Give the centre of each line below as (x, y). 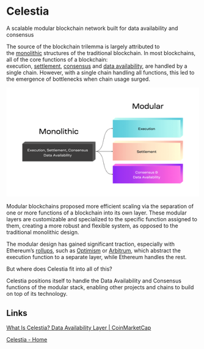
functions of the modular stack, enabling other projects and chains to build (100, 287)
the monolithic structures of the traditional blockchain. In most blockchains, (101, 53)
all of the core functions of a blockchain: (57, 59)
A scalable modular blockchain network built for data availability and (92, 28)
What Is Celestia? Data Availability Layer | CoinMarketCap (79, 328)
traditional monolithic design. (43, 232)
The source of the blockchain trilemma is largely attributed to (83, 46)
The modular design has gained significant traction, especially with (91, 244)
